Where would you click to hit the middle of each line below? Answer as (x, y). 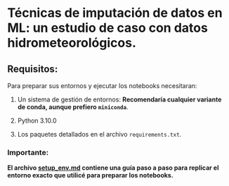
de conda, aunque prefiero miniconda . (73, 107)
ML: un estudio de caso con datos (108, 28)
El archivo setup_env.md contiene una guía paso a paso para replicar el (113, 168)
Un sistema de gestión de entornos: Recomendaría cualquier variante (119, 99)
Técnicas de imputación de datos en (115, 13)
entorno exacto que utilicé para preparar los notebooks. (90, 175)
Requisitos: (33, 69)
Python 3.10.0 (37, 120)
